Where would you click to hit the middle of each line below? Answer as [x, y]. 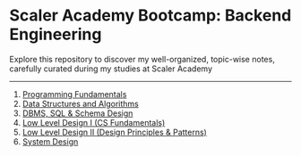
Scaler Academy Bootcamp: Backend [150, 16]
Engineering [56, 34]
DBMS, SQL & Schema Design [77, 113]
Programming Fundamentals [74, 94]
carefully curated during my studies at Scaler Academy [111, 69]
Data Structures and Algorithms [80, 103]
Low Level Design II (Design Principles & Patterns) [115, 132]
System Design [50, 141]
